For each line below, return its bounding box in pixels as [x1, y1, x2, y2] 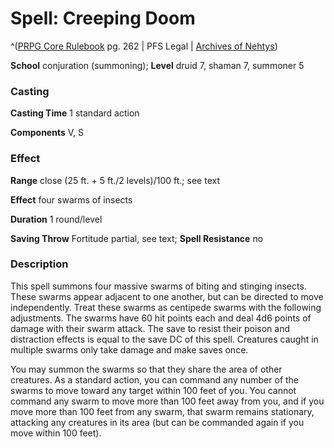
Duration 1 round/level [10, 213, 103, 225]
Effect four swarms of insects [10, 193, 133, 206]
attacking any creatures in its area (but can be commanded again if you [10, 416, 305, 428]
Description [10, 257, 69, 271]
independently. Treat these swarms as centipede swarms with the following [10, 301, 322, 313]
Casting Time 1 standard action [10, 107, 140, 119]
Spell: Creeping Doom [10, 7, 196, 30]
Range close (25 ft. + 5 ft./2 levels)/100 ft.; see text [10, 174, 220, 186]
